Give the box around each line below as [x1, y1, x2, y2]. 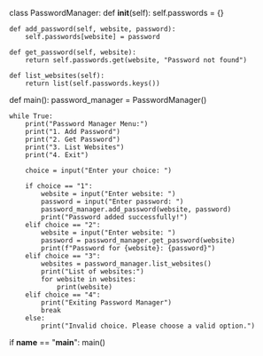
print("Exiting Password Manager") [41, 298, 173, 307]
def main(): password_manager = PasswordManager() [9, 95, 207, 105]
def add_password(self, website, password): [9, 25, 176, 34]
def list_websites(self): [9, 71, 104, 80]
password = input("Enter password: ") [41, 197, 184, 206]
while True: [9, 112, 53, 121]
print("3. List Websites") [25, 143, 125, 152]
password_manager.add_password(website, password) [41, 205, 232, 214]
